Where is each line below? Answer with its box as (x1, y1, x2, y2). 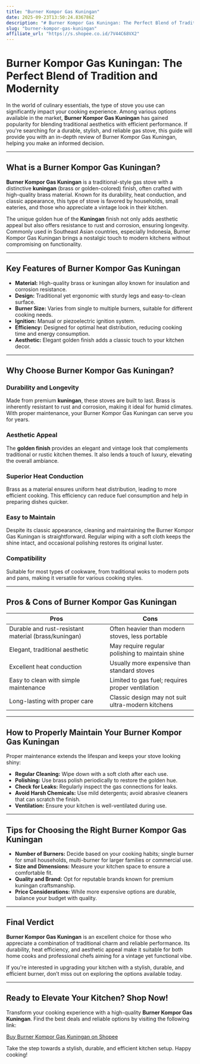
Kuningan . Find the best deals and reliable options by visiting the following (6, 1015, 189, 1022)
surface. (14, 298, 36, 305)
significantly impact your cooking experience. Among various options (6, 108, 177, 115)
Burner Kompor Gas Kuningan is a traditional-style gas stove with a (6, 178, 173, 185)
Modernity (6, 82, 60, 95)
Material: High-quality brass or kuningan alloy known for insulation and (14, 279, 190, 286)
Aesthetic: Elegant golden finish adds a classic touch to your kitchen (14, 336, 185, 344)
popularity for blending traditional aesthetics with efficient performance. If (6, 120, 187, 128)
